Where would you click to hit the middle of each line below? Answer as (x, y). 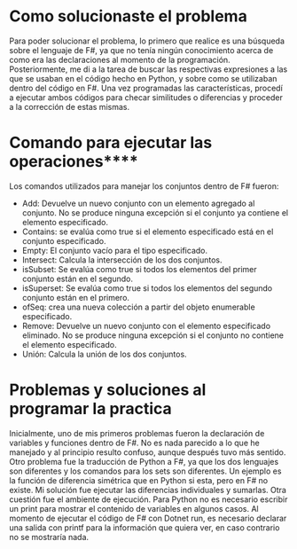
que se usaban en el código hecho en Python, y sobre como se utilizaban (143, 78)
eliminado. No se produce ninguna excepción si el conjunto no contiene (152, 335)
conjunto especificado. (64, 240)
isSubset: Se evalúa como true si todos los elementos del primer (139, 269)
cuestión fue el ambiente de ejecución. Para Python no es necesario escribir (148, 499)
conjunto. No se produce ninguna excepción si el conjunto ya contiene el (155, 212)
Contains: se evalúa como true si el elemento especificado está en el (148, 231)
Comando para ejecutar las (111, 143)
